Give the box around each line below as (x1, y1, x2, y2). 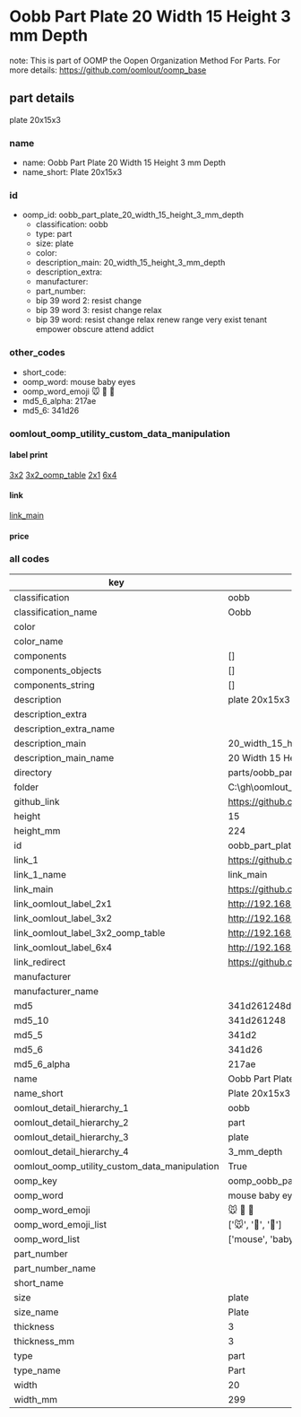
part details (9, 91, 75, 106)
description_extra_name (13, 722, 115, 735)
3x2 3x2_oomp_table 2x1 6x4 (9, 469, 117, 480)
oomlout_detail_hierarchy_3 (13, 1131, 129, 1143)
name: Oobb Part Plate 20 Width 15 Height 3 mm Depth (21, 157, 227, 168)
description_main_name (13, 751, 115, 764)
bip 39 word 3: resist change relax (35, 305, 163, 316)
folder (13, 781, 39, 793)
